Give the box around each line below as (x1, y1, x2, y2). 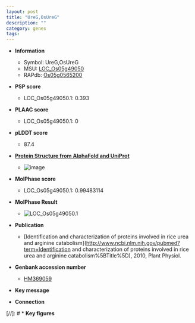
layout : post (6, 8, 39, 15)
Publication (14, 222, 44, 229)
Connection (14, 299, 45, 306)
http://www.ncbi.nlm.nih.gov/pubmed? (86, 240, 180, 247)
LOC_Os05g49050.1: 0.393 (23, 95, 90, 102)
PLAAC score (14, 106, 49, 113)
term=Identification (23, 246, 71, 253)
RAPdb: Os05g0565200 (23, 72, 83, 79)
